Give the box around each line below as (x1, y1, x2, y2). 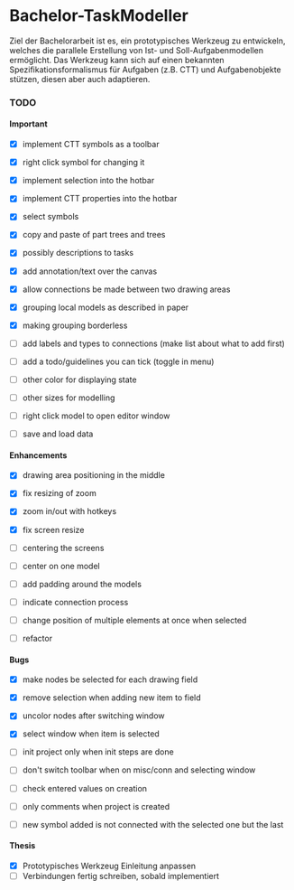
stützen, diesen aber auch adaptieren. (9, 73, 151, 84)
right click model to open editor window (22, 410, 170, 421)
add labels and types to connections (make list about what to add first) (22, 338, 286, 349)
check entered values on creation (22, 782, 147, 793)
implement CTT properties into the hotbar (22, 193, 178, 204)
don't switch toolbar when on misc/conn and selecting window (22, 764, 256, 775)
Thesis (9, 840, 36, 851)
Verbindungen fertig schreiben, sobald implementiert (22, 870, 219, 881)
